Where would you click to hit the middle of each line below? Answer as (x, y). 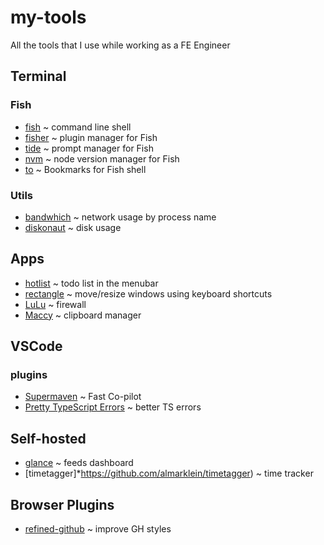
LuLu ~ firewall (55, 304)
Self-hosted (48, 438)
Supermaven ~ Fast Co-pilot (83, 397)
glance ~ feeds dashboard (79, 463)
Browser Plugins (62, 504)
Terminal (38, 76)
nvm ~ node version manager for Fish (102, 158)
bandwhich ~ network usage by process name (120, 217)
